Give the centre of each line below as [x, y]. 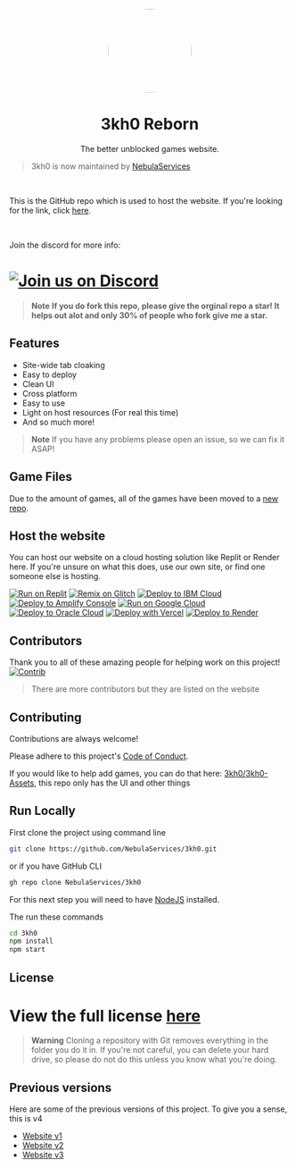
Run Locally [42, 811]
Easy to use [43, 403]
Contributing [45, 717]
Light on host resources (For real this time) [100, 412]
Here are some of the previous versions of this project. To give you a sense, [148, 1109]
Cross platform [49, 393]
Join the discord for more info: [65, 245]
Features [34, 344]
